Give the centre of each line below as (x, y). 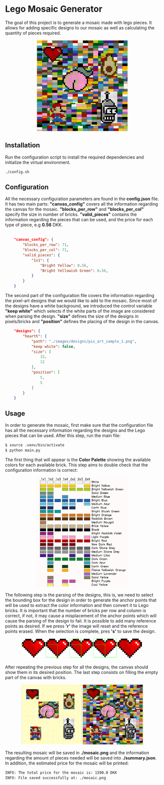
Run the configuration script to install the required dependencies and (75, 157)
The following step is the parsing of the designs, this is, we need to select (79, 595)
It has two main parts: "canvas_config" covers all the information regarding (82, 204)
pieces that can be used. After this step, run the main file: (63, 436)
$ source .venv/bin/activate (35, 445)
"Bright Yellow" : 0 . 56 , (64, 265)
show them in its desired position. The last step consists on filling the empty (82, 672)
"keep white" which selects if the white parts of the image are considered (80, 311)
